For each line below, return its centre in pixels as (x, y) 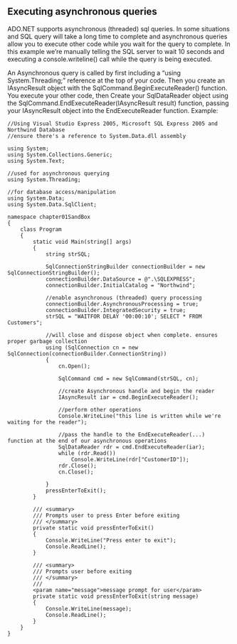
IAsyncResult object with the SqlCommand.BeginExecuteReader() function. (117, 87)
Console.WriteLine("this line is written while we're (139, 416)
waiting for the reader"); (47, 422)
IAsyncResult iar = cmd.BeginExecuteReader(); (128, 397)
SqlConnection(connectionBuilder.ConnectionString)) (87, 354)
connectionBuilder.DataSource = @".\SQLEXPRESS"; (120, 279)
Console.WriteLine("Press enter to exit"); (111, 540)
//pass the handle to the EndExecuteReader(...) (131, 434)
